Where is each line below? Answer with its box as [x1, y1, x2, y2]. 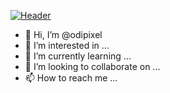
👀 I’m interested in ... [24, 40, 110, 51]
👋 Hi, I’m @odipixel [24, 29, 103, 40]
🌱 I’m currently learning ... [24, 50, 132, 62]
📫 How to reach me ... [24, 72, 118, 84]
